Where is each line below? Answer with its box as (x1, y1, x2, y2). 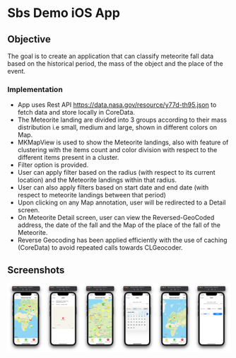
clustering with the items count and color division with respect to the (17, 146, 218, 154)
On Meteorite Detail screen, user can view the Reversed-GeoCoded (17, 214, 215, 222)
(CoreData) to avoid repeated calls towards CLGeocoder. (17, 243, 183, 252)
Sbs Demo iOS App (7, 5, 120, 21)
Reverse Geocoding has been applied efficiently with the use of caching (17, 236, 228, 245)
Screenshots (7, 264, 65, 276)
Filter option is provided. (17, 161, 89, 169)
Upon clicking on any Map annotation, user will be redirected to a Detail (17, 198, 226, 207)
